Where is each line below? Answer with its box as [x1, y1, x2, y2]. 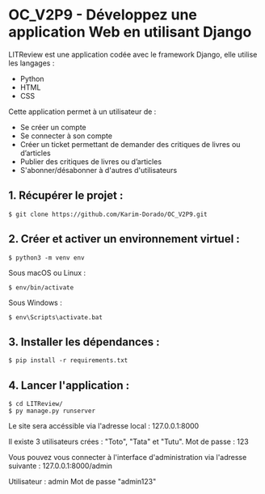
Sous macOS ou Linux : [8, 268, 86, 277]
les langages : [8, 58, 55, 68]
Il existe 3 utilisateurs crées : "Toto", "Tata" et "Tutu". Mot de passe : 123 [8, 437, 249, 446]
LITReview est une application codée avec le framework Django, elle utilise [8, 49, 258, 59]
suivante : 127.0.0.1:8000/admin [8, 461, 113, 471]
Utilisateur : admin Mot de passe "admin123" [8, 477, 157, 487]
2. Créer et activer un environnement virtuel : [8, 232, 240, 246]
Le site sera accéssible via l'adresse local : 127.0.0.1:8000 [8, 421, 200, 431]
